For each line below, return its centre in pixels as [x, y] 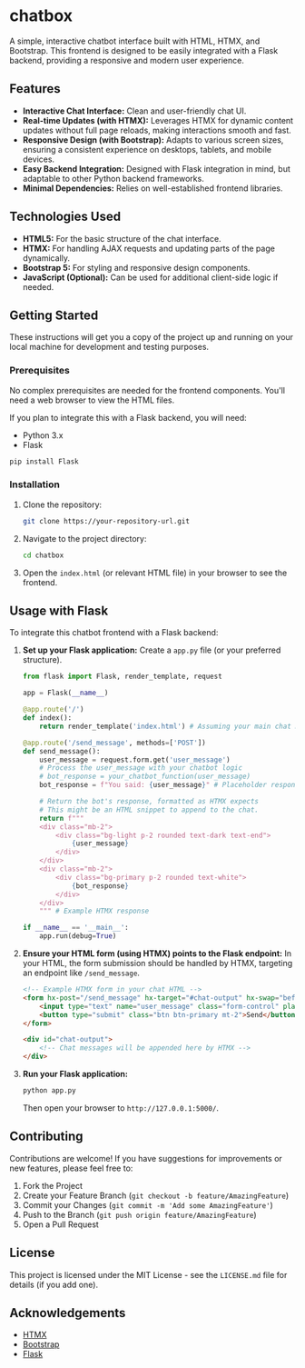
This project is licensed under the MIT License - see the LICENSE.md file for [148, 1274]
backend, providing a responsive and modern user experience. [127, 60]
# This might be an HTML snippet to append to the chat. [149, 810]
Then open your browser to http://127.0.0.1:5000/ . [121, 1108]
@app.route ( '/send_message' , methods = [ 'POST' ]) [114, 743]
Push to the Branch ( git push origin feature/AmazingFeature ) [139, 1214]
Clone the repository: [62, 504]
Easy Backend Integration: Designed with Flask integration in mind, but [156, 168]
